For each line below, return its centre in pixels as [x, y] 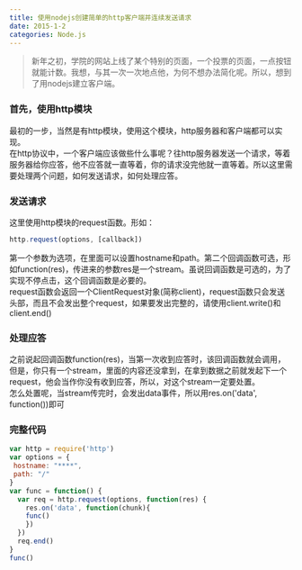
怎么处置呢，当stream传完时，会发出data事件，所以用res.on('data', [133, 394]
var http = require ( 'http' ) [62, 449]
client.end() [31, 312]
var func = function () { [56, 491]
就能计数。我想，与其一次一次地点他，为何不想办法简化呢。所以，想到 [161, 72]
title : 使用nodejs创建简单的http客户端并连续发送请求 [100, 18]
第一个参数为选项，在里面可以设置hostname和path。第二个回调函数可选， [146, 258]
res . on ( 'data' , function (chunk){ [88, 508]
